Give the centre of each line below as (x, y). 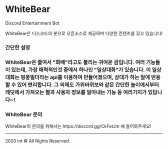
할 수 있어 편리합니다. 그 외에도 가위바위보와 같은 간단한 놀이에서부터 (82, 84)
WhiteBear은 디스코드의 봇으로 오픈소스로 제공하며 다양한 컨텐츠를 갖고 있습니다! (84, 33)
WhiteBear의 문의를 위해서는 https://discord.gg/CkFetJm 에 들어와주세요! (78, 126)
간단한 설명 (18, 47)
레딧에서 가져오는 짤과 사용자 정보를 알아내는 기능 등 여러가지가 (76, 92)
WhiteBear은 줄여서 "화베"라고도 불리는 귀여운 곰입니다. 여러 (75, 62)
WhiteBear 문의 (24, 114)
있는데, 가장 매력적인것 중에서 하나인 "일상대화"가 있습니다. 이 (81, 69)
